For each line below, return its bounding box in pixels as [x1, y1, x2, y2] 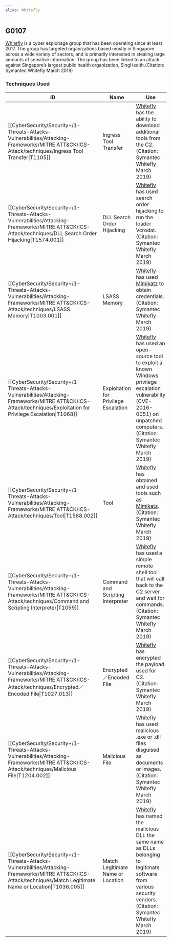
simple [136, 556, 152, 563]
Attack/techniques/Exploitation [8, 404, 82, 411]
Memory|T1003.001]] [8, 312, 62, 319]
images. [142, 765, 161, 772]
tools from [136, 134, 161, 141]
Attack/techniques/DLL [8, 229, 63, 237]
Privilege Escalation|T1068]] [8, 410, 78, 417]
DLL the [136, 831, 155, 839]
